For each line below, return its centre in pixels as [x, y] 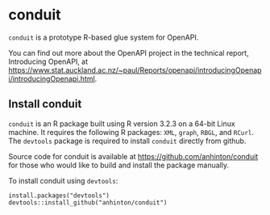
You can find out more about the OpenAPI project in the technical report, [129, 53]
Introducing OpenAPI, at [48, 61]
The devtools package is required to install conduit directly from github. [127, 141]
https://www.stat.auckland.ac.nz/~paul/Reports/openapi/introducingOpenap [135, 70]
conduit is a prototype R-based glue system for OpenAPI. [104, 37]
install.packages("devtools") [59, 196]
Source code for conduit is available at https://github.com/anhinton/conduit [133, 156]
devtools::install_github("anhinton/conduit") [88, 202]
